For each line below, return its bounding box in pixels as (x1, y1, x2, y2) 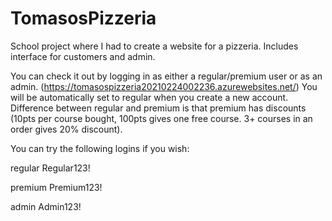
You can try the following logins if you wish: (10, 142, 190, 154)
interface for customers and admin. (10, 50, 156, 62)
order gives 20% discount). (10, 123, 123, 135)
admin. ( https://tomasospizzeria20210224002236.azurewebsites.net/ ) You (10, 80, 318, 92)
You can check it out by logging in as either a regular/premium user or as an (10, 70, 323, 82)
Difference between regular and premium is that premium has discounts (10, 102, 307, 114)
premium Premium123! (10, 181, 103, 193)
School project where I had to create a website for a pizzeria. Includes (10, 40, 299, 52)
